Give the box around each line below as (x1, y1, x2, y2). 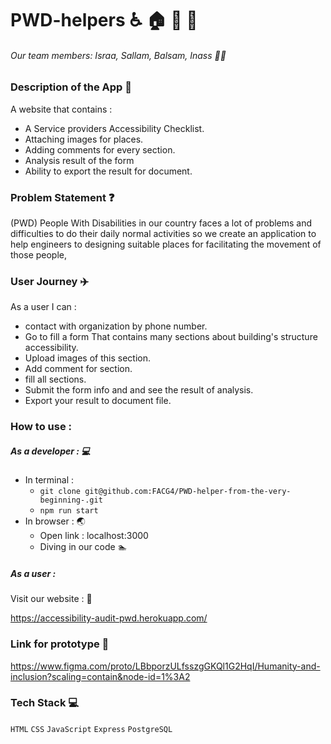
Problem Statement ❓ (10, 190, 115, 204)
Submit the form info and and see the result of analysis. (24, 384, 254, 396)
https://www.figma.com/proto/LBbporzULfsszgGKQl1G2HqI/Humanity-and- (10, 660, 321, 672)
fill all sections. (24, 373, 87, 386)
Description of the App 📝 (10, 80, 133, 94)
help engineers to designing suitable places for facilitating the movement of (10, 238, 322, 251)
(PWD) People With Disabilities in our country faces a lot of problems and (10, 217, 313, 229)
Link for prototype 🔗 (10, 637, 110, 651)
